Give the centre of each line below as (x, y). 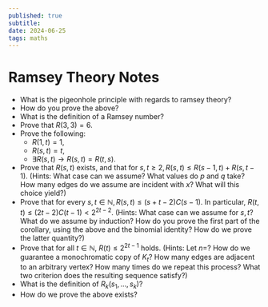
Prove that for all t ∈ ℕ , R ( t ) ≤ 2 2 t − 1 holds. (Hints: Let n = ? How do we (135, 247)
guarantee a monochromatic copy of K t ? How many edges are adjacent (137, 258)
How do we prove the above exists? (78, 295)
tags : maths (28, 38)
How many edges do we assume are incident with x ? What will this (130, 185)
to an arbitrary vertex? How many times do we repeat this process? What (140, 267)
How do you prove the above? (69, 108)
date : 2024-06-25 (37, 30)
